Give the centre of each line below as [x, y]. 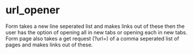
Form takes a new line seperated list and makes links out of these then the [95, 26]
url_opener [33, 10]
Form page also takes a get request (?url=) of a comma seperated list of [92, 38]
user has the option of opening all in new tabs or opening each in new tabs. [97, 32]
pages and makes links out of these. [49, 45]
